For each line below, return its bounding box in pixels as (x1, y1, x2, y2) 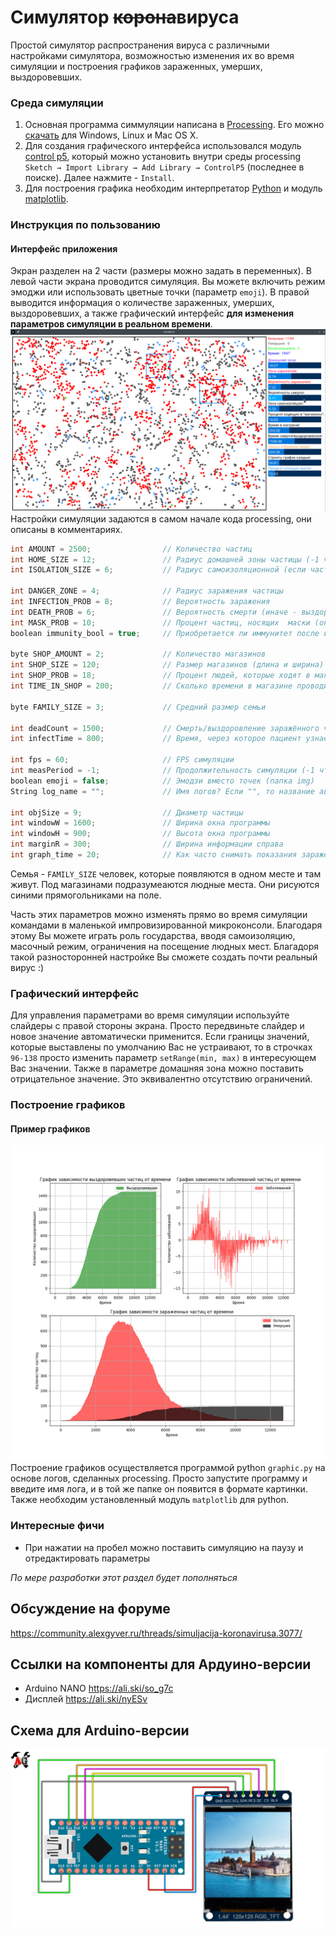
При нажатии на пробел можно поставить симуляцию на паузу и (24, 1541, 304, 1553)
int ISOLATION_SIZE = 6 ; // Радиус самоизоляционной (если (10, 565, 307, 575)
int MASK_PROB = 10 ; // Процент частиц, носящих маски (10, 617, 311, 628)
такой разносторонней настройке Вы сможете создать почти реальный (10, 951, 318, 963)
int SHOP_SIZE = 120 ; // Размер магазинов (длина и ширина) (10, 660, 325, 670)
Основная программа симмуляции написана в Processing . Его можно (24, 119, 325, 131)
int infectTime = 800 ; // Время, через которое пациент (10, 734, 302, 744)
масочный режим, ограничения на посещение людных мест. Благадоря (10, 940, 320, 952)
